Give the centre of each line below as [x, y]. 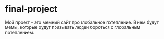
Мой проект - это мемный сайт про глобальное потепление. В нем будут [82, 22]
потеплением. [20, 32]
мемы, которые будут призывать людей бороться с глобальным [73, 27]
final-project [31, 9]
